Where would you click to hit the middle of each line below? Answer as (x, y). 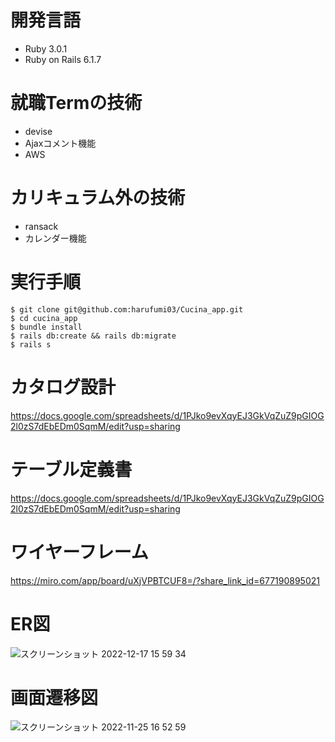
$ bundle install (46, 327)
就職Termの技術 (76, 103)
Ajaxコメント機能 (60, 143)
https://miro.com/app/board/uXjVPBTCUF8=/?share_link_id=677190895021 (165, 580)
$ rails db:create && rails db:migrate (93, 336)
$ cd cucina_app (44, 318)
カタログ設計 (63, 387)
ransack (41, 226)
